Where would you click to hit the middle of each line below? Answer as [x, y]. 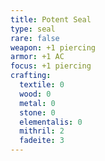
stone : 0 [37, 112]
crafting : [31, 76]
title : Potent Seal [51, 19]
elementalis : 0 [51, 122]
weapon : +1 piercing [53, 47]
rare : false [35, 38]
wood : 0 [35, 94]
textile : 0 [42, 85]
